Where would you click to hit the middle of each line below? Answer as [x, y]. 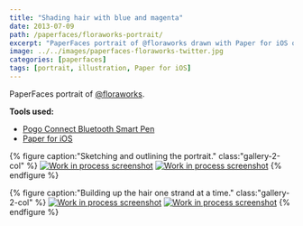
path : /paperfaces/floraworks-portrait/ [87, 34]
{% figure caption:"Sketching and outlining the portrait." [113, 155]
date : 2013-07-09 [42, 26]
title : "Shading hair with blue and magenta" [96, 18]
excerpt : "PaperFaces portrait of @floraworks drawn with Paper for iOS [149, 43]
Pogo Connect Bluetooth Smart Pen [88, 128]
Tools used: [32, 111]
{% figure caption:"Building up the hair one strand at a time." [122, 193]
